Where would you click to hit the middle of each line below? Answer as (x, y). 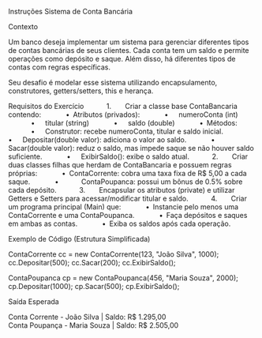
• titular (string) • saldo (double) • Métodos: (134, 123)
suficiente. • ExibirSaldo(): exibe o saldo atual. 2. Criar (128, 156)
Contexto (23, 26)
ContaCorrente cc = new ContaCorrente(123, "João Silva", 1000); (114, 254)
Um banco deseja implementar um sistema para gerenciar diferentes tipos (129, 42)
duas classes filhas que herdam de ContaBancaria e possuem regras (120, 165)
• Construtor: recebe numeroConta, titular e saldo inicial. (127, 131)
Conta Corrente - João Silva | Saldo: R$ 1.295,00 (87, 317)
